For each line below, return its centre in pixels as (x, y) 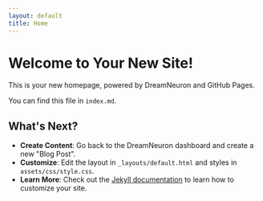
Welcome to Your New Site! (101, 63)
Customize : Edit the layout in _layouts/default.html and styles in (128, 162)
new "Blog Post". (48, 154)
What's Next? (43, 126)
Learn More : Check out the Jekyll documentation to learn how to (127, 180)
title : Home (28, 23)
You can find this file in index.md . (63, 100)
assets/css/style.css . (57, 171)
